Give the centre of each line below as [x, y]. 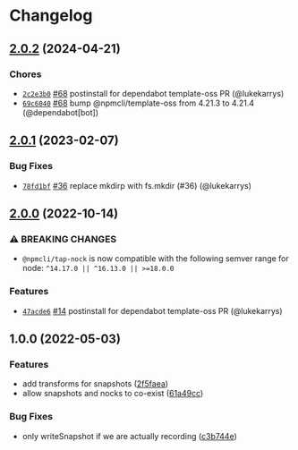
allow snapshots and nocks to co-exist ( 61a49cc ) [113, 394]
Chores [26, 74]
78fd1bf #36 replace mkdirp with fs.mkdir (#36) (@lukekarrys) [137, 185]
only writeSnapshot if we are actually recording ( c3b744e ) [129, 436]
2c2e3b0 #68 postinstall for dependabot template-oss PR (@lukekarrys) [153, 93]
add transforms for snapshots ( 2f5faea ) [95, 384]
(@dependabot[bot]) [60, 112]
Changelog [51, 16]
